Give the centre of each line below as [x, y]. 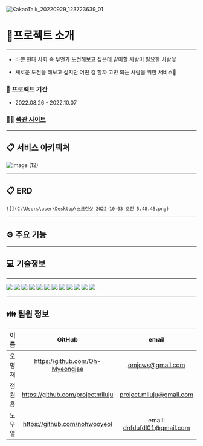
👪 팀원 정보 [28, 314]
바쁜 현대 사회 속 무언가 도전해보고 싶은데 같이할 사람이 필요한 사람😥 [96, 59]
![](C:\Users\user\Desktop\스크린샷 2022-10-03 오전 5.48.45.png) [88, 209]
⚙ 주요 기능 [27, 234]
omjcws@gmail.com [156, 365]
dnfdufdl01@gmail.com [156, 428]
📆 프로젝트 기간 [27, 89]
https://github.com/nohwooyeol [68, 424]
